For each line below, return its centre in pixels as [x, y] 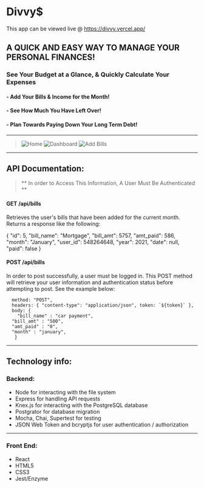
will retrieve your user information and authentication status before [90, 282]
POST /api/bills [26, 262]
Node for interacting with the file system [66, 392]
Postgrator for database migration [57, 411]
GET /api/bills [24, 204]
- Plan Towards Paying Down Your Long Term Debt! [72, 125]
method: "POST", [32, 300]
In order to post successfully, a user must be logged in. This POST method [100, 276]
